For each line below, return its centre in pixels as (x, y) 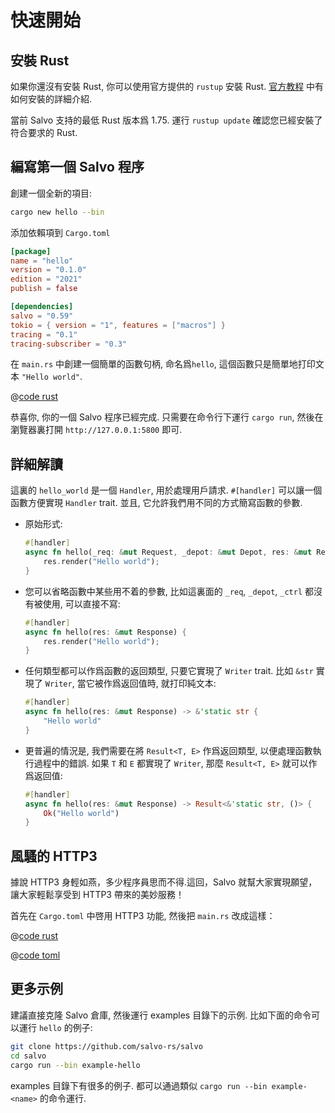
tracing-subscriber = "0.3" (69, 344)
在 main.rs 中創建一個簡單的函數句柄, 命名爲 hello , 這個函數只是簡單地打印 (163, 364)
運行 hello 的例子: (55, 1027)
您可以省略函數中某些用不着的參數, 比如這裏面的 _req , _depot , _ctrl (163, 591)
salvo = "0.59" (42, 316)
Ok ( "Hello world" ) (81, 813)
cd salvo (28, 1056)
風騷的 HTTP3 (54, 856)
